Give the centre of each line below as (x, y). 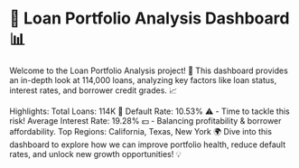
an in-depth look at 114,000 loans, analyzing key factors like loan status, (143, 79)
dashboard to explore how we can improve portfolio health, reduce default (148, 145)
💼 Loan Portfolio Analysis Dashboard (149, 19)
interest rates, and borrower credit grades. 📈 (93, 90)
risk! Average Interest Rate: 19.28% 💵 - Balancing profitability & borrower (145, 120)
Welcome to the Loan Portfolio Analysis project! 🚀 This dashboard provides (149, 70)
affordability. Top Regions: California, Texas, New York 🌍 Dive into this (141, 131)
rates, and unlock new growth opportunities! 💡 (96, 154)
